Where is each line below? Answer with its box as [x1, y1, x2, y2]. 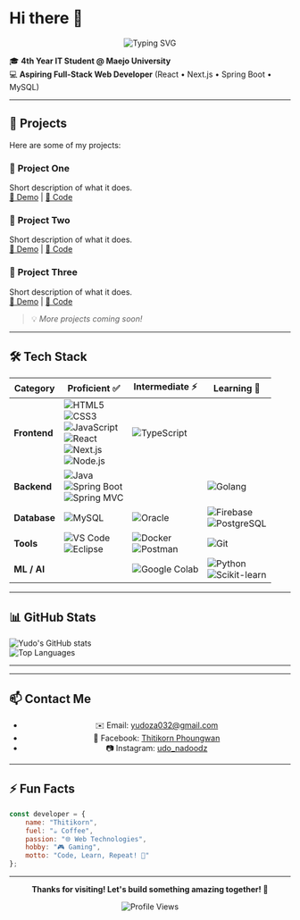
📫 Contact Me [9, 691, 92, 707]
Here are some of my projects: [9, 139, 121, 150]
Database [13, 512, 56, 524]
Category [13, 381, 55, 394]
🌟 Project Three [9, 266, 79, 279]
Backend [13, 481, 52, 493]
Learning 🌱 [212, 381, 261, 394]
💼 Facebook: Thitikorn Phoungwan [93, 732, 221, 744]
